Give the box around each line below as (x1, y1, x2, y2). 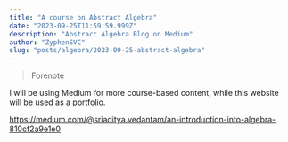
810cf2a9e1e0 (9, 123, 61, 134)
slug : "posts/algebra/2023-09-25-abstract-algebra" (9, 46, 205, 55)
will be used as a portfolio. (9, 97, 106, 107)
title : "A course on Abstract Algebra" (9, 12, 158, 22)
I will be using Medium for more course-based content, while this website (9, 88, 279, 99)
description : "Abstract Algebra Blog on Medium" (9, 29, 193, 38)
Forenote (30, 70, 65, 81)
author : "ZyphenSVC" (9, 37, 86, 47)
